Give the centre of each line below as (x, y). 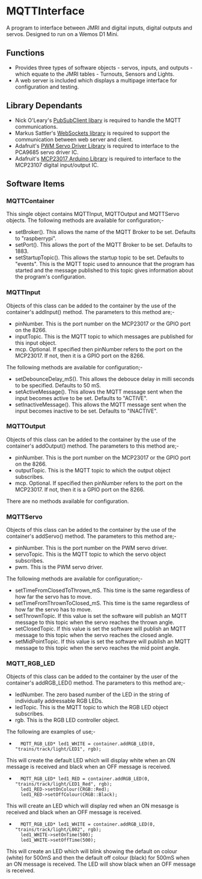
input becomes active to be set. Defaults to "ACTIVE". (81, 398)
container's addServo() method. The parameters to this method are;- (91, 536)
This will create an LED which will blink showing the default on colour (92, 851)
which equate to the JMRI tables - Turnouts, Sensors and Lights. (94, 74)
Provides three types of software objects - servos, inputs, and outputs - (104, 67)
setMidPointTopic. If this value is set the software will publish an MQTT (103, 641)
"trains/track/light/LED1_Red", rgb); (63, 784)
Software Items (35, 184)
